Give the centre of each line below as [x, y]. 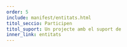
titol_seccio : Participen [39, 23]
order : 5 [17, 12]
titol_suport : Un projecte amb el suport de [64, 29]
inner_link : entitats [34, 35]
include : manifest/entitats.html [49, 18]
